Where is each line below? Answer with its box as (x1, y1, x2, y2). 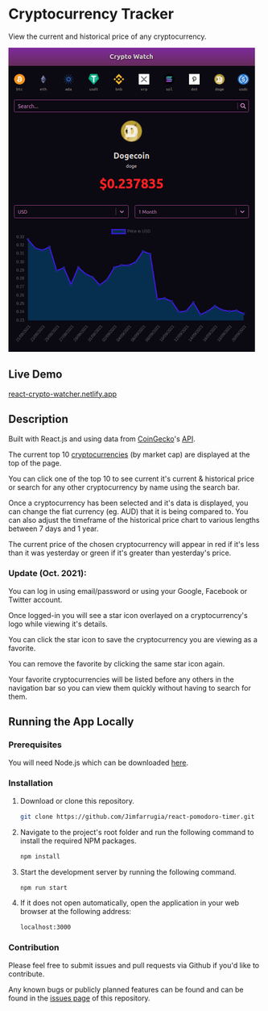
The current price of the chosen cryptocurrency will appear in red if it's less (8, 539, 260, 549)
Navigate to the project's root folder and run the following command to (19, 827, 254, 837)
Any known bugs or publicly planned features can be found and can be (8, 984, 244, 994)
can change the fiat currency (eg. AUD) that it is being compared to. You (8, 506, 249, 516)
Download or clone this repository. (19, 796, 134, 805)
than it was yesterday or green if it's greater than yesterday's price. (8, 548, 232, 558)
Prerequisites (8, 739, 62, 750)
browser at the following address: (19, 907, 131, 917)
